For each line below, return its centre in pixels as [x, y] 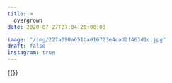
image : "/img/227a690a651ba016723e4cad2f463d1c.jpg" [87, 39]
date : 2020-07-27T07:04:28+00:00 [57, 27]
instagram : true [31, 53]
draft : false [27, 46]
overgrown [28, 20]
